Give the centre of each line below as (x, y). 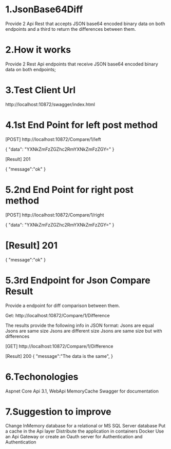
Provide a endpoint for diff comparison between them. (63, 305)
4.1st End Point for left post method (82, 125)
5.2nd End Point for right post (69, 189)
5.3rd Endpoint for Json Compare (78, 280)
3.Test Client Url (41, 90)
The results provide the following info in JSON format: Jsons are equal (80, 325)
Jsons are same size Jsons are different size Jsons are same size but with (84, 331)
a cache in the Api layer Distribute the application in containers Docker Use (85, 431)
